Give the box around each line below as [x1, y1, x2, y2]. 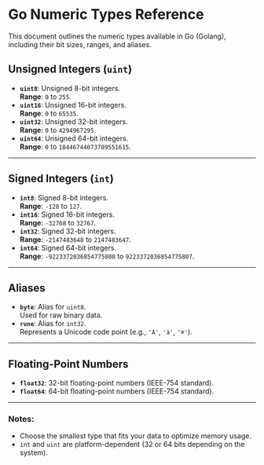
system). [19, 448, 49, 457]
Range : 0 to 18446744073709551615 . [19, 141, 132, 151]
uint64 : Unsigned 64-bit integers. [19, 134, 129, 143]
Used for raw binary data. [19, 310, 103, 320]
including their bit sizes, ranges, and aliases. [8, 39, 152, 49]
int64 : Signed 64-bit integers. [19, 243, 116, 252]
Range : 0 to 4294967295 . [19, 125, 97, 134]
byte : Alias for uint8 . [19, 302, 86, 312]
